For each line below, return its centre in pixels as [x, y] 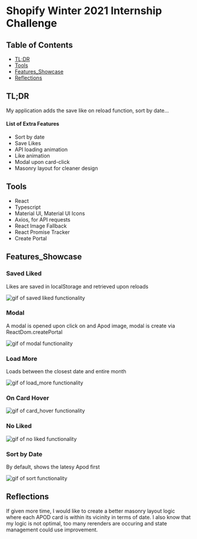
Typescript [28, 207]
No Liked [19, 426]
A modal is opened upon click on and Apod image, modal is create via [91, 326]
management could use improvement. [52, 530]
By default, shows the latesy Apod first [53, 467]
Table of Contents [40, 45]
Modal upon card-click [42, 162]
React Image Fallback [41, 226]
